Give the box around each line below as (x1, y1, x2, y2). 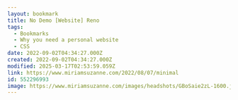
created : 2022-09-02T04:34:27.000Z (7, 56, 113, 63)
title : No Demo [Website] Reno (7, 17, 100, 24)
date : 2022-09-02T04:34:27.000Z (7, 50, 103, 57)
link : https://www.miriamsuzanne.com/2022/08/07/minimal (7, 69, 179, 76)
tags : (7, 23, 23, 30)
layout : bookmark (7, 10, 59, 18)
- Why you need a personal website (13, 37, 119, 44)
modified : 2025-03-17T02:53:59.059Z (7, 63, 115, 70)
